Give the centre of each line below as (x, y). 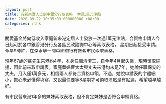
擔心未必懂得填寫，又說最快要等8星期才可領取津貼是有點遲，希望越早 (85, 80)
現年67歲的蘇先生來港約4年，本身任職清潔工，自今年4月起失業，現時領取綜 (83, 61)
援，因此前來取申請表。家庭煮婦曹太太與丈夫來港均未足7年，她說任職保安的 (83, 67)
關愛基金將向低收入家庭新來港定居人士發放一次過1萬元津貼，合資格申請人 (80, 38)
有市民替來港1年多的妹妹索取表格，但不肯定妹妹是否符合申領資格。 (74, 97)
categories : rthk (23, 24)
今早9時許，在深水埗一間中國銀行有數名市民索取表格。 (61, 51)
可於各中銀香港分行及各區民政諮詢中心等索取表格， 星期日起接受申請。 (86, 45)
